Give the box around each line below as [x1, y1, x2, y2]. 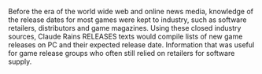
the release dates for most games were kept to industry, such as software [8, 15, 247, 24]
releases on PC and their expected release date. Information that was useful [8, 40, 255, 50]
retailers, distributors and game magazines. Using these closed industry [8, 24, 242, 32]
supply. [8, 57, 32, 66]
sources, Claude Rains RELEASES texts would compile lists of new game [8, 31, 243, 41]
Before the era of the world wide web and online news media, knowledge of [8, 7, 254, 16]
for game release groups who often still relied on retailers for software [8, 49, 235, 57]
